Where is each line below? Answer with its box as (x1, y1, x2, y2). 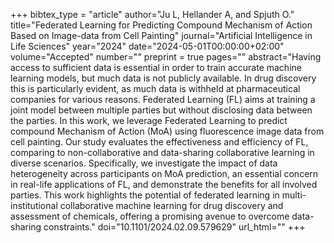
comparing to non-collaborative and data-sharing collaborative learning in (10, 147, 315, 158)
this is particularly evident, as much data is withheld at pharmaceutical (10, 83, 301, 94)
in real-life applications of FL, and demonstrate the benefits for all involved (10, 179, 318, 190)
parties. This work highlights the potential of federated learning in (10, 189, 280, 201)
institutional (10, 200, 58, 211)
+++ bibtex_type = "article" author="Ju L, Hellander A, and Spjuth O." (10, 9, 295, 20)
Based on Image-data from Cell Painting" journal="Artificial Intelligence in (10, 30, 313, 41)
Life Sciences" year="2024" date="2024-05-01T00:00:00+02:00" (10, 40, 285, 52)
